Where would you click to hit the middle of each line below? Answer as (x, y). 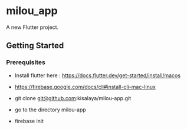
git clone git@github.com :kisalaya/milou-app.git (73, 98)
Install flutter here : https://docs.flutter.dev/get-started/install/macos (98, 75)
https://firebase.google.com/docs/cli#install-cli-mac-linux (85, 87)
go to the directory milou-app (50, 110)
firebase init (29, 121)
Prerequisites (26, 62)
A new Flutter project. (32, 27)
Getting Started (35, 46)
